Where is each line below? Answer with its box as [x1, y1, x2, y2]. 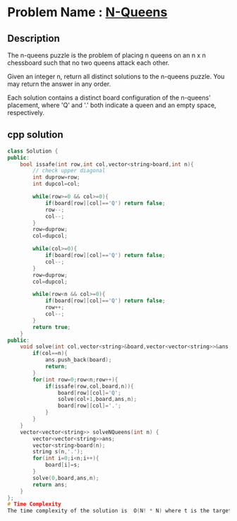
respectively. [7, 109, 44, 116]
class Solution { [7, 148, 59, 155]
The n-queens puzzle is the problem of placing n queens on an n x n [7, 51, 206, 59]
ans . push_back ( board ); [44, 357, 112, 364]
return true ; [32, 323, 71, 330]
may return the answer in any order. [7, 80, 111, 88]
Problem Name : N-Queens [7, 4, 168, 20]
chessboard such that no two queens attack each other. [7, 59, 170, 67]
